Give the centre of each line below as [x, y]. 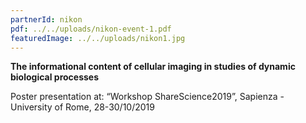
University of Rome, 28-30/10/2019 [82, 107]
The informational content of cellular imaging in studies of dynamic [153, 67]
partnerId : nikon [46, 19]
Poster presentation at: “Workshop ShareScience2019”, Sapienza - [147, 97]
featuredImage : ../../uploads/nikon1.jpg [98, 38]
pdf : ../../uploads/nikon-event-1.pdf [91, 29]
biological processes [55, 77]
